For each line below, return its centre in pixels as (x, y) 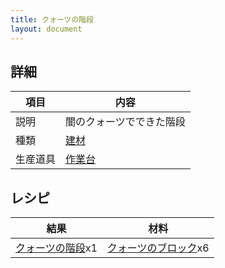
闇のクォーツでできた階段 (125, 122)
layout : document (46, 29)
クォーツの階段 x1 (56, 248)
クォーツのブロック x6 (158, 248)
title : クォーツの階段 (52, 19)
